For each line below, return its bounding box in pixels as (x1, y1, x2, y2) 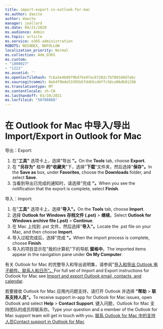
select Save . (12, 175, 37, 181)
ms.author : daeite (5, 12, 42, 17)
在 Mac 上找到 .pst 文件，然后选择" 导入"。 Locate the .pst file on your (12, 223, 151, 229)
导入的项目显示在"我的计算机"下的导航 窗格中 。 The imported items (12, 246, 146, 252)
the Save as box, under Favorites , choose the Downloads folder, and (12, 169, 151, 175)
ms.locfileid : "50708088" (5, 98, 57, 103)
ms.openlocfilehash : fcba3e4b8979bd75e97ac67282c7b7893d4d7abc (5, 75, 136, 80)
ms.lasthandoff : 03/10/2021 (5, 93, 62, 98)
